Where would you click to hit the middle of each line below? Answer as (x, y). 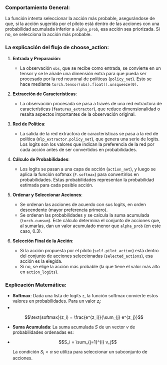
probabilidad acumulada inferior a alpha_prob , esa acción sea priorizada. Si (82, 29)
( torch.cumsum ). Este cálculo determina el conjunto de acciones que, (90, 220)
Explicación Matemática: (36, 285)
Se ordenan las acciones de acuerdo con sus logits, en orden (83, 204)
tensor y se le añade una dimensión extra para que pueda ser (83, 73)
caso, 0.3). (31, 231)
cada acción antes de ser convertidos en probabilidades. (78, 149)
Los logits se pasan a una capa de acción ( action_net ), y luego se (88, 169)
